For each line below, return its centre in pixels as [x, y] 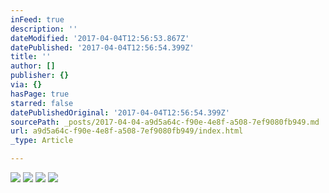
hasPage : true [40, 94]
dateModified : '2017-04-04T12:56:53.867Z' [100, 38]
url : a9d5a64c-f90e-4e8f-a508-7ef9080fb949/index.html [127, 131]
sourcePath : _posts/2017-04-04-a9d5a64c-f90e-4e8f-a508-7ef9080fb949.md [165, 122]
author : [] [33, 66]
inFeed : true [37, 19]
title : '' [31, 57]
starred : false [42, 103]
